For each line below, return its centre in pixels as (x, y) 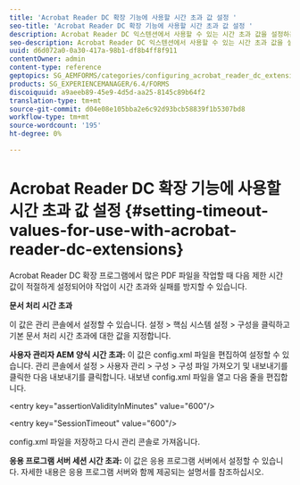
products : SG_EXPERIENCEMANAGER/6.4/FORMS (89, 84)
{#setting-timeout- (197, 211)
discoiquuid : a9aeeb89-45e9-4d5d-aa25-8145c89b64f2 (107, 92)
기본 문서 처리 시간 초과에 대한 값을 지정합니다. (90, 335)
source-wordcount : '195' (55, 126)
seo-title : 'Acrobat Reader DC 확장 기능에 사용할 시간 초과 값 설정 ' (131, 26)
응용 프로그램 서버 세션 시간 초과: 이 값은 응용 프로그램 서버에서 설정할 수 (135, 460)
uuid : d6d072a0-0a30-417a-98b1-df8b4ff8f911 (93, 51)
